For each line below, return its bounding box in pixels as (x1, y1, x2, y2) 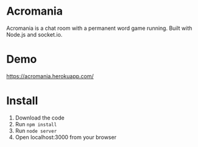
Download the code (15, 114, 65, 121)
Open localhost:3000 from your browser (15, 133, 117, 141)
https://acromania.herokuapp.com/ (6, 72, 94, 80)
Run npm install (15, 120, 57, 127)
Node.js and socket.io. (6, 30, 63, 38)
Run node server (15, 127, 57, 134)
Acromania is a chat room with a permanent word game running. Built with (6, 24, 193, 32)
